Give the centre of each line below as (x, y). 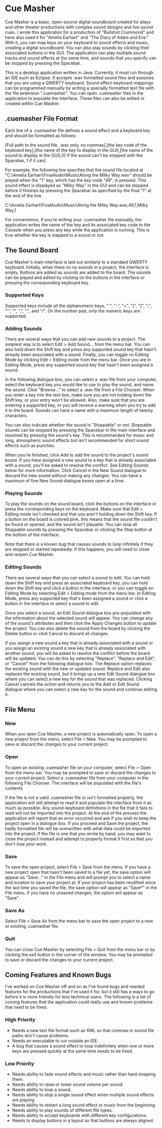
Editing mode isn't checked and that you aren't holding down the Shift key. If (81, 514)
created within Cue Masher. (32, 103)
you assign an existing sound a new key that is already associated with (75, 648)
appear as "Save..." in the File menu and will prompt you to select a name (78, 877)
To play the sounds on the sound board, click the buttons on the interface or (81, 504)
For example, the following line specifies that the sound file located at (74, 170)
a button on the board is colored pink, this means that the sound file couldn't (81, 519)
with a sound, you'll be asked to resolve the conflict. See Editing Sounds (77, 465)
